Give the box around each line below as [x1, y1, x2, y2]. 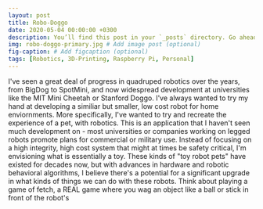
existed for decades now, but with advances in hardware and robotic [8, 160, 229, 169]
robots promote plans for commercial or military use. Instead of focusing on [8, 135, 252, 144]
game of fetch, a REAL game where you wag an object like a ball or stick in [8, 185, 249, 194]
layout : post [8, 11, 51, 20]
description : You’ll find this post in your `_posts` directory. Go [8, 33, 236, 41]
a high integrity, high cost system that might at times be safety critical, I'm [8, 142, 247, 153]
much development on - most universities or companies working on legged [8, 126, 250, 135]
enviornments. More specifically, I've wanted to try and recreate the [8, 110, 227, 119]
